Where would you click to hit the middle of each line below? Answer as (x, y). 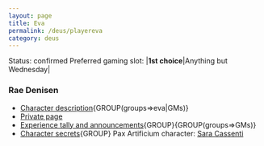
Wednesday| (29, 70)
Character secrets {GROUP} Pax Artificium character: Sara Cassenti (132, 133)
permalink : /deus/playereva (56, 30)
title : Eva (27, 23)
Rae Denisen (34, 91)
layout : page (30, 16)
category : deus (34, 38)
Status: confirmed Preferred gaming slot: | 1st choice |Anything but (118, 61)
